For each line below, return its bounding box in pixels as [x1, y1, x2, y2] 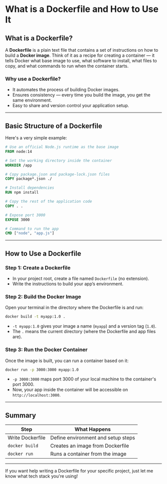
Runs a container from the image [50, 451, 127, 458]
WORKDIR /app [5, 163, 32, 168]
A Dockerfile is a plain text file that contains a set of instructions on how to [5, 47, 159, 53]
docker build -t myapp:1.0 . [5, 314, 66, 319]
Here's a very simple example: [5, 135, 67, 141]
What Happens [74, 426, 111, 433]
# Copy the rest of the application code [5, 199, 92, 204]
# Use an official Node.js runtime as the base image [5, 144, 119, 150]
